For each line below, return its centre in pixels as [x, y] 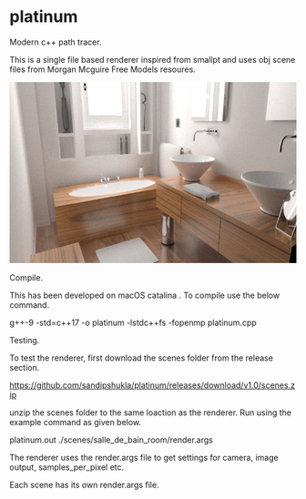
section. [25, 368]
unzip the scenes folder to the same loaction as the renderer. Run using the [150, 412]
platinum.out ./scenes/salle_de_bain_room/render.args [112, 440]
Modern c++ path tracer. [56, 42]
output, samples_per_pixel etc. [67, 467]
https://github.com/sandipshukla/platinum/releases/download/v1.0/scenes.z [153, 385]
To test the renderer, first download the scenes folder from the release [141, 358]
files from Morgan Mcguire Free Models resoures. [102, 69]
